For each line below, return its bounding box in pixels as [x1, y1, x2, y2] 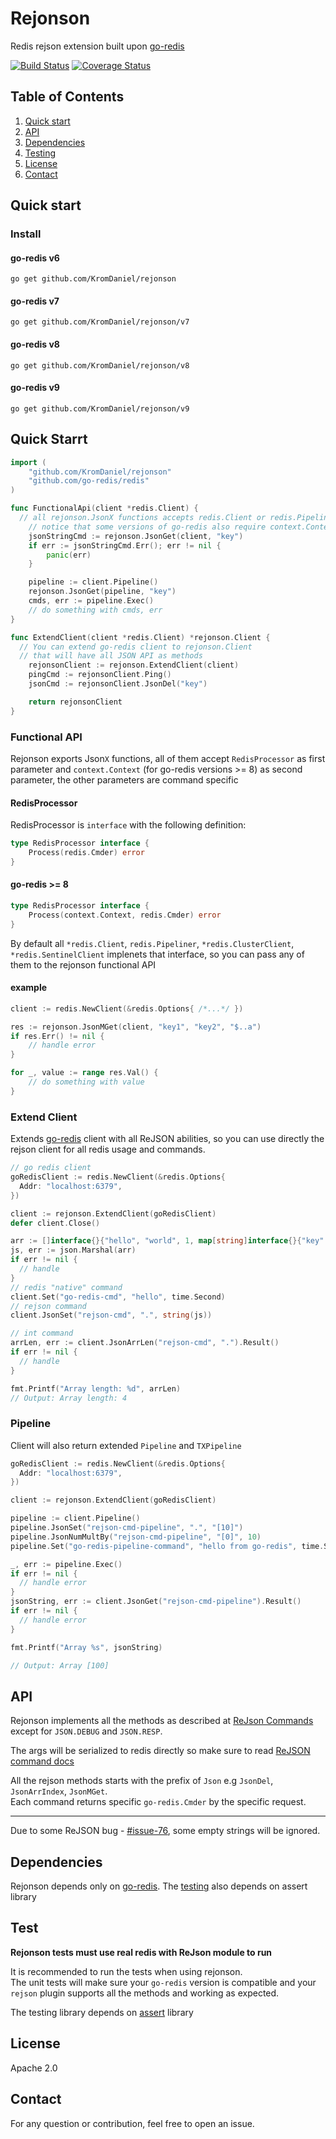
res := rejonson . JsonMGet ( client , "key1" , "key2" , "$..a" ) [10, 1022, 262, 1032]
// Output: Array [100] [10, 1660, 110, 1671]
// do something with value [28, 1077, 145, 1087]
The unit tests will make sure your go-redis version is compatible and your [10, 1976, 317, 1988]
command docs [10, 1755, 75, 1767]
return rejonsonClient [28, 697, 123, 707]
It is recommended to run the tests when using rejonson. [10, 1965, 243, 1977]
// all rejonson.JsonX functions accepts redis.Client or [19, 513, 267, 523]
